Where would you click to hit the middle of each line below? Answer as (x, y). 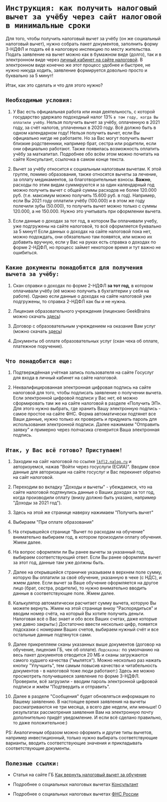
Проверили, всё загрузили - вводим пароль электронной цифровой (85, 682)
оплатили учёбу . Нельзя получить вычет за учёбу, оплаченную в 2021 (86, 122)
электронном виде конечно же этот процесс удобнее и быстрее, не (78, 65)
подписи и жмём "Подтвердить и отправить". (61, 687)
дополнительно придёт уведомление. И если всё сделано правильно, (87, 717)
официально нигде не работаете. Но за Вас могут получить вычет (83, 138)
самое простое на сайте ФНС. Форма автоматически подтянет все (84, 414)
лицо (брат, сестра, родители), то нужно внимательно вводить (80, 588)
